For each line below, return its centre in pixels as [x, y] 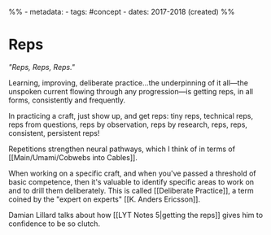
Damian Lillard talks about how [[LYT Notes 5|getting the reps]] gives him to [135, 215]
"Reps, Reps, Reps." [42, 67]
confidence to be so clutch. [54, 224]
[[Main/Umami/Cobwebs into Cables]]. [73, 157]
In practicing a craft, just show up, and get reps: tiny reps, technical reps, [131, 115]
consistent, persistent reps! [54, 133]
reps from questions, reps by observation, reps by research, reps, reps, [128, 124]
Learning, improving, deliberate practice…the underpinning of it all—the [128, 83]
